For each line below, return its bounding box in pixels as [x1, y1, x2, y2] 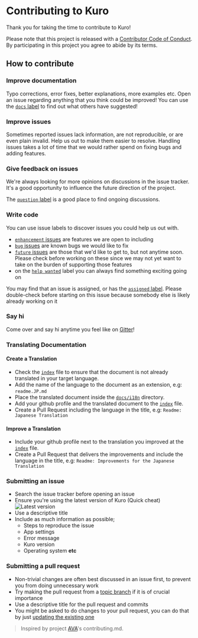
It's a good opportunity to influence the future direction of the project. [6, 184, 176, 192]
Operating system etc [23, 547, 77, 554]
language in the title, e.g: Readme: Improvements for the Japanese [14, 457, 174, 464]
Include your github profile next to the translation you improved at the [14, 438, 184, 445]
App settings [23, 528, 55, 535]
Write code [6, 210, 38, 219]
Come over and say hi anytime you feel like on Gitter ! [6, 326, 135, 333]
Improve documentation [6, 76, 77, 85]
